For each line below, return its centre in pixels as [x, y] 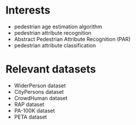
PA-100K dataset [35, 110]
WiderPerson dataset [40, 85]
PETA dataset [30, 117]
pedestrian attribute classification [55, 45]
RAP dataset [29, 104]
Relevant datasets [51, 69]
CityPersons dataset [39, 91]
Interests [28, 10]
